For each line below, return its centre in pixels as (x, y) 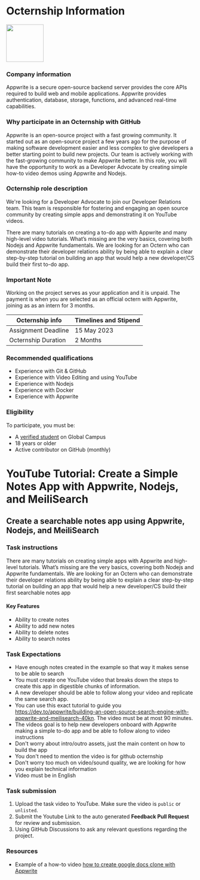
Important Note (29, 280)
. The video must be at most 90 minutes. (143, 718)
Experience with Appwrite (47, 397)
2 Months (88, 340)
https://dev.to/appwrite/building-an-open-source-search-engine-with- (102, 712)
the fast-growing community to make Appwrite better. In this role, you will (96, 161)
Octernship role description (47, 189)
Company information (39, 74)
